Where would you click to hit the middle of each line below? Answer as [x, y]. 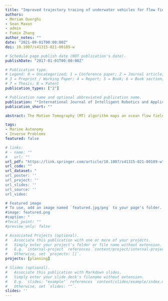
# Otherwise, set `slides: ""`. [41, 286]
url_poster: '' [21, 175]
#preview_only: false [28, 226]
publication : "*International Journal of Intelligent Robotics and [77, 102]
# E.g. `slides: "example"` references [49, 281]
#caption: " [17, 217]
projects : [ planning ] [28, 259]
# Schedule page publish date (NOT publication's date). [66, 56]
